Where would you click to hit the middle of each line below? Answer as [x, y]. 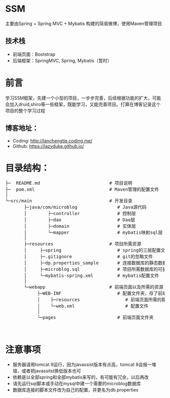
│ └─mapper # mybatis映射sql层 [93, 233]
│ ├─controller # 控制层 [80, 214]
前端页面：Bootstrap [34, 54]
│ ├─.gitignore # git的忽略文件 [89, 257]
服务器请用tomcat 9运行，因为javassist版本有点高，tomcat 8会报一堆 [84, 365]
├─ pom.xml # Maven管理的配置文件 [82, 190]
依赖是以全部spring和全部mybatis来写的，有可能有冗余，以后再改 [81, 377]
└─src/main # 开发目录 [69, 201]
